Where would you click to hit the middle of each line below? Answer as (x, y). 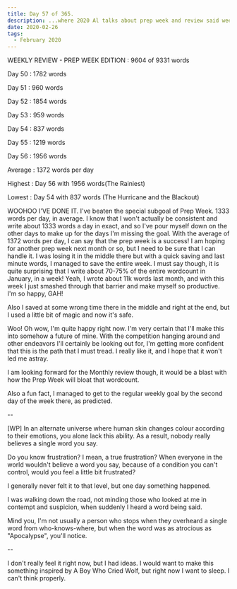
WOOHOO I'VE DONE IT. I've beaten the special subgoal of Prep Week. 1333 (119, 211)
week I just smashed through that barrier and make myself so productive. (114, 286)
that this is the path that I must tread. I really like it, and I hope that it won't (115, 351)
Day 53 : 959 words (36, 115)
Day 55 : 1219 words (36, 143)
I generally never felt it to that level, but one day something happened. (109, 486)
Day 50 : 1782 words (37, 74)
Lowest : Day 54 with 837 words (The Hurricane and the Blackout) (103, 197)
